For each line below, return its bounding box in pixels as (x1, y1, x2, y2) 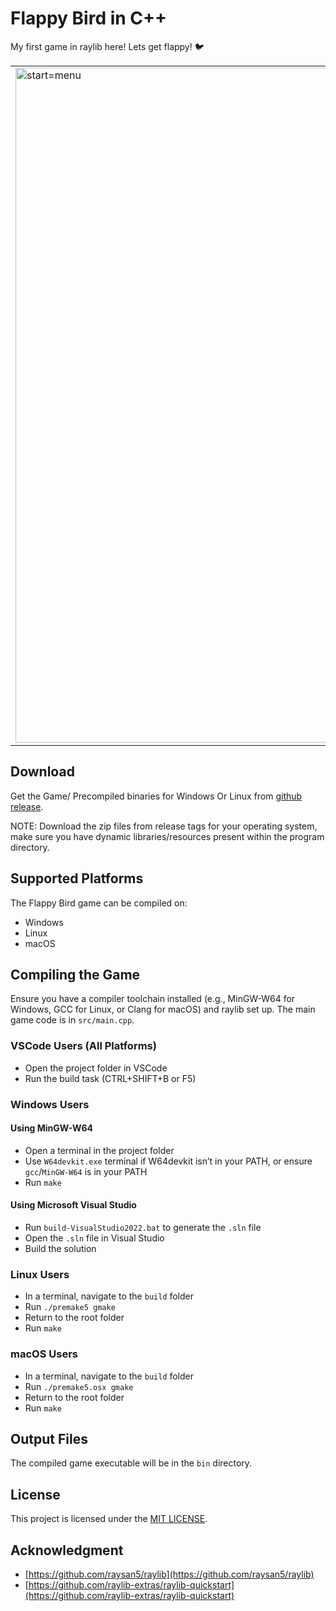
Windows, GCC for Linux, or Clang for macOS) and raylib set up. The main (10, 1003, 316, 1016)
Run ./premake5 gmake (24, 1301, 116, 1313)
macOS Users (10, 1347, 78, 1361)
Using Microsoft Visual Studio (10, 1199, 137, 1211)
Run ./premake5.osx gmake (24, 1380, 134, 1392)
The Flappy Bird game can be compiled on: (10, 897, 188, 909)
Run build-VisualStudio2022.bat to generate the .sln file (24, 1222, 262, 1233)
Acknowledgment (10, 1542, 124, 1559)
